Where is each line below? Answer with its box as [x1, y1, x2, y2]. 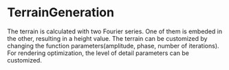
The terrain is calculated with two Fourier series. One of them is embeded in [7, 27, 222, 35]
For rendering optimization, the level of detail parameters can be [7, 49, 189, 57]
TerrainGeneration [7, 5, 115, 20]
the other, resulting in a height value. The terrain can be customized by [7, 34, 208, 42]
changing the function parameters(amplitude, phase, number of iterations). [7, 41, 219, 50]
